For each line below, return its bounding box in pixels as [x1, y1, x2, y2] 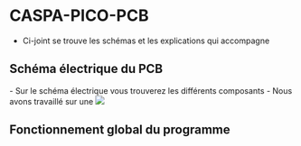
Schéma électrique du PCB [9, 61, 164, 77]
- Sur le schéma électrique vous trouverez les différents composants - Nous [9, 85, 293, 96]
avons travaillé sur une [9, 96, 94, 106]
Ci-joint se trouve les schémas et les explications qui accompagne [22, 35, 270, 46]
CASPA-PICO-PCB [9, 5, 149, 26]
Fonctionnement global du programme [9, 123, 230, 138]
